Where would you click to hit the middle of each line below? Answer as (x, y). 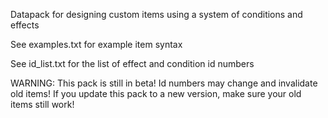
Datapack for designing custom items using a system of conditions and (156, 14)
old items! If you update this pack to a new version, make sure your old (156, 93)
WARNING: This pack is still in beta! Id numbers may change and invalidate (164, 83)
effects (25, 25)
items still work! (42, 104)
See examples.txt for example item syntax (96, 44)
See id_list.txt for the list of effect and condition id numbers (132, 63)
